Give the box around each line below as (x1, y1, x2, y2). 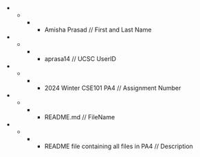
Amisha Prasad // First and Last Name (44, 25, 152, 34)
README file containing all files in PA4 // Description (44, 142, 194, 150)
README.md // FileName (44, 113, 115, 121)
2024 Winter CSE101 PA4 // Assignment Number (44, 84, 181, 92)
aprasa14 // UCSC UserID (44, 55, 117, 62)
